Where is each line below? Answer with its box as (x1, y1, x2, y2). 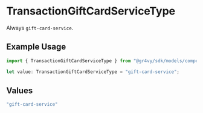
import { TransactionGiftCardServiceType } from (6, 57, 131, 64)
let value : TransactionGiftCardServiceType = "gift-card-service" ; (6, 68, 180, 75)
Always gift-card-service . (6, 24, 74, 31)
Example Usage (6, 42, 66, 52)
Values (6, 85, 33, 95)
